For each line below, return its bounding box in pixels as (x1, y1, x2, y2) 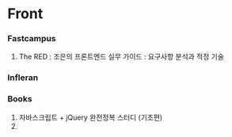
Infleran (7, 72, 39, 83)
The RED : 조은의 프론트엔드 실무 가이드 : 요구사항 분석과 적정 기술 (18, 52, 225, 62)
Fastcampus (7, 33, 56, 44)
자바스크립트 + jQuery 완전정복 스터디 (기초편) (18, 112, 163, 122)
